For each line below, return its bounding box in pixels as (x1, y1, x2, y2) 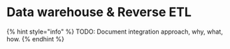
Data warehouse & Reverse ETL (6, 4, 192, 20)
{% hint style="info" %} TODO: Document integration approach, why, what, (6, 27, 223, 36)
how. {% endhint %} (6, 34, 64, 43)
